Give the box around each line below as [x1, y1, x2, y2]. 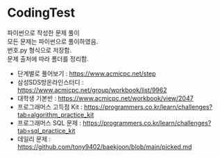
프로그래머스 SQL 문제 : [17, 119, 82, 127]
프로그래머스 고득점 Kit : [17, 103, 83, 111]
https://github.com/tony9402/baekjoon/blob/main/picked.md [17, 142, 192, 150]
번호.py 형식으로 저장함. [7, 46, 72, 54]
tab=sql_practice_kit [17, 126, 76, 134]
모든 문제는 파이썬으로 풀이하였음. [7, 37, 99, 46]
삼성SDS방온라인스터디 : [17, 78, 84, 86]
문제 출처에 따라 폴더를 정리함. [7, 54, 89, 63]
